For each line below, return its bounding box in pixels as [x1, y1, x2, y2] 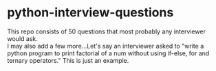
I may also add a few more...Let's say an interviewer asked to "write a [7, 42, 204, 50]
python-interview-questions [7, 5, 174, 20]
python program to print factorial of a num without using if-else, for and [7, 49, 210, 57]
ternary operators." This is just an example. [7, 56, 129, 64]
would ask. [7, 34, 38, 42]
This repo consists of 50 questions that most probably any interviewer [7, 27, 206, 35]
